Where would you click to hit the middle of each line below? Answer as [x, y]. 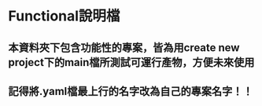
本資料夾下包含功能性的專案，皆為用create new [124, 48]
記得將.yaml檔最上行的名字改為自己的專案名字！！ [131, 91]
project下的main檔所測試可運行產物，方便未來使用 [131, 62]
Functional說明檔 [64, 16]
